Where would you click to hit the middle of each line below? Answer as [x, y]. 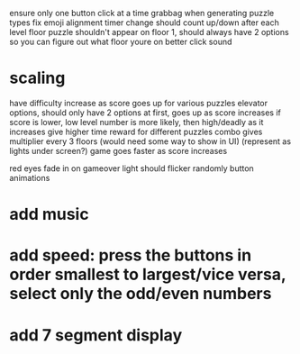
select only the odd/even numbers [141, 294]
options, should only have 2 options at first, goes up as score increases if [145, 113]
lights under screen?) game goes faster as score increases [118, 150]
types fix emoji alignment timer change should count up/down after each [144, 23]
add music [49, 214]
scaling [37, 78]
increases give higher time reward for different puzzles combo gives [136, 132]
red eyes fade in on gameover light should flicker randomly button [132, 168]
